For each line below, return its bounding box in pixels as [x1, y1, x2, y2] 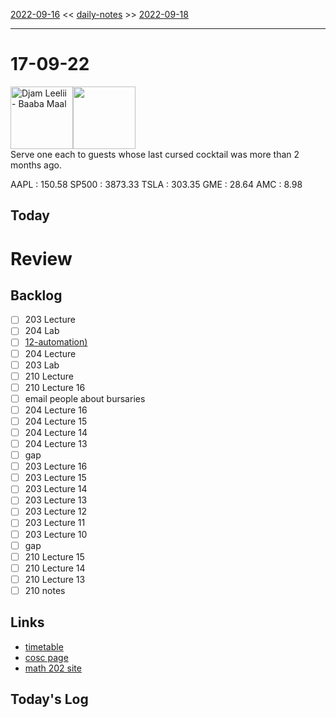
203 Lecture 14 [24, 483, 88, 495]
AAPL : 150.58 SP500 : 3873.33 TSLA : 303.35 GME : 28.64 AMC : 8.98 [10, 178, 303, 190]
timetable [24, 640, 64, 653]
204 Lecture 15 [24, 415, 88, 427]
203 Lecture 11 [24, 517, 86, 529]
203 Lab [24, 359, 60, 371]
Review [10, 247, 73, 270]
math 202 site [24, 662, 82, 674]
